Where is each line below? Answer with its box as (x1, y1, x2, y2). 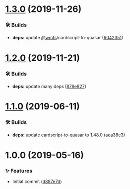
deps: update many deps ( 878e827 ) (12, 83, 87, 89)
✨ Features (5, 167, 33, 174)
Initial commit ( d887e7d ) (12, 178, 62, 185)
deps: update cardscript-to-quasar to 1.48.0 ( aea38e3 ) (12, 132, 126, 138)
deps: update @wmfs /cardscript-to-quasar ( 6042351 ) (12, 35, 124, 41)
